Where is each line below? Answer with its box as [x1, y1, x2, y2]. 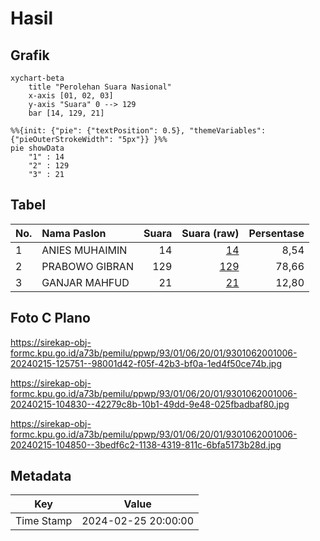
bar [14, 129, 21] [28, 108, 105, 118]
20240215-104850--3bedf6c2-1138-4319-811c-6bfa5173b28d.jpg [10, 438, 282, 451]
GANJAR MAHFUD [41, 275, 130, 289]
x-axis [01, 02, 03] [28, 91, 114, 101]
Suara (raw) [181, 226, 240, 240]
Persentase [248, 226, 305, 240]
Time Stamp [15, 514, 73, 528]
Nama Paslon [41, 226, 107, 240]
